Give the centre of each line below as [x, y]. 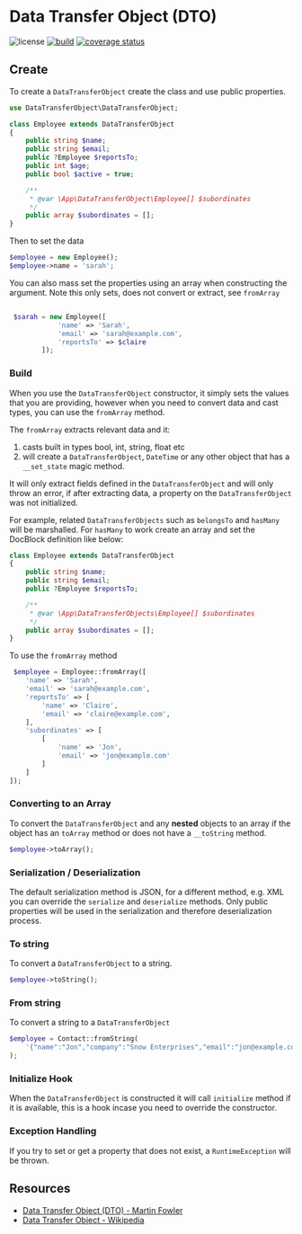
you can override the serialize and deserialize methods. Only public [138, 901]
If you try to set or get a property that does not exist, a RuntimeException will [150, 1150]
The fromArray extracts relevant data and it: [90, 430]
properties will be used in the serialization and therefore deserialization [141, 911]
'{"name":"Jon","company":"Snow [86, 1048]
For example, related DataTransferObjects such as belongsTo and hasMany [145, 519]
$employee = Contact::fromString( [74, 1039]
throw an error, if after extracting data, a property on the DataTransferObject [151, 493]
